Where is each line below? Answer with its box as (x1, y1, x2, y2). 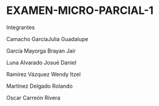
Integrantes (6, 24, 35, 31)
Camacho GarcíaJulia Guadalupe (6, 35, 89, 42)
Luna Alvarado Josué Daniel (6, 59, 77, 66)
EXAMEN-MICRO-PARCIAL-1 (6, 4, 154, 18)
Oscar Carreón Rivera (6, 94, 61, 101)
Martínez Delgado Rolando (6, 82, 73, 90)
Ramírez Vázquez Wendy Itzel (6, 70, 81, 78)
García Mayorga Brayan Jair (6, 47, 76, 55)
